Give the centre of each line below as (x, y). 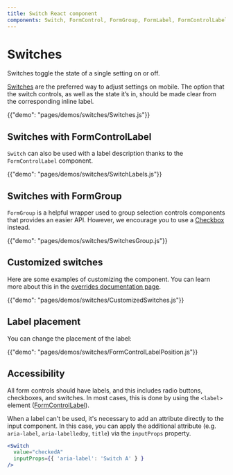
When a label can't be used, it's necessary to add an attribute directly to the (115, 418)
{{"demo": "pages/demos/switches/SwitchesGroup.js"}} (87, 241)
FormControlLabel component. (50, 161)
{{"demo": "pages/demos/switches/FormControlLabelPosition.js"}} (103, 352)
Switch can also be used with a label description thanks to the (95, 154)
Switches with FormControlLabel (79, 137)
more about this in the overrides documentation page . (84, 286)
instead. (19, 227)
